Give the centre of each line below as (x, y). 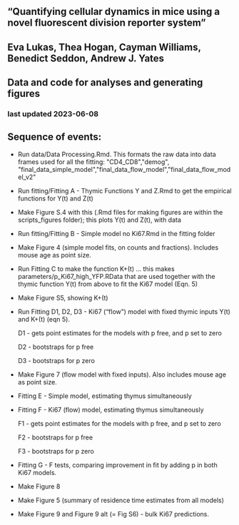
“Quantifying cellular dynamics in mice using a (113, 12)
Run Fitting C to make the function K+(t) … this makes (96, 269)
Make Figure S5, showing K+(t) (63, 297)
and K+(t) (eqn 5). (44, 319)
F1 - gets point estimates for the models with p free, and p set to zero (119, 423)
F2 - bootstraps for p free (55, 437)
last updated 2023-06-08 (53, 114)
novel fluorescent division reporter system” (107, 23)
